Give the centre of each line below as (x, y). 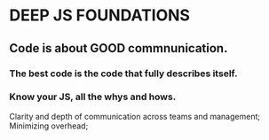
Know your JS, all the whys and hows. (93, 97)
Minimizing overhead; (49, 126)
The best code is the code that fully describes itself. (123, 74)
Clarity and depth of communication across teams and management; (134, 116)
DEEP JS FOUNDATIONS (100, 16)
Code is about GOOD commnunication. (119, 48)
